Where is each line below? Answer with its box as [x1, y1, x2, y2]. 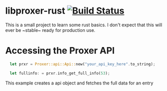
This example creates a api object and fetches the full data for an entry [5, 80, 154, 86]
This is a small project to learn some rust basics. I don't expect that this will [5, 22, 162, 28]
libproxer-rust [5, 5, 65, 17]
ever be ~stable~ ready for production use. [5, 27, 95, 33]
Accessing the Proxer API [5, 45, 115, 57]
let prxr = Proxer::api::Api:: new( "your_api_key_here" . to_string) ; [10, 61, 156, 67]
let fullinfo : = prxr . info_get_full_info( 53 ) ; [10, 71, 110, 76]
